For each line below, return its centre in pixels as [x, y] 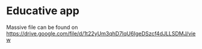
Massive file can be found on [42, 27]
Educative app [43, 11]
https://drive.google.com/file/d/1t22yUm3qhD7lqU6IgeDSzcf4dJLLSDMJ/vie [101, 33]
